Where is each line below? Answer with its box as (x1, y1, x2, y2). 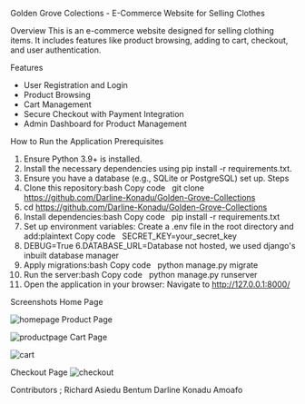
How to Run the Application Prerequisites (10, 136, 164, 146)
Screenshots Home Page (10, 297, 103, 307)
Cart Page (69, 331, 108, 342)
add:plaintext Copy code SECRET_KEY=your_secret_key (23, 231, 237, 241)
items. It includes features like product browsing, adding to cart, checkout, (10, 35, 289, 45)
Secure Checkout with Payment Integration (23, 109, 184, 119)
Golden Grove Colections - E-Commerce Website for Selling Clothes (10, 8, 266, 18)
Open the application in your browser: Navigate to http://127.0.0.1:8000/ (23, 279, 290, 290)
